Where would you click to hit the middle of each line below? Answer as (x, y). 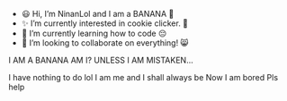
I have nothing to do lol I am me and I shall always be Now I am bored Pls (143, 77)
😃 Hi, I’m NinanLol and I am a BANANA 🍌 (98, 14)
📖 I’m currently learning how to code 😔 (94, 33)
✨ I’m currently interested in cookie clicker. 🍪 (105, 23)
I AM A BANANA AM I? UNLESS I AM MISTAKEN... (101, 60)
